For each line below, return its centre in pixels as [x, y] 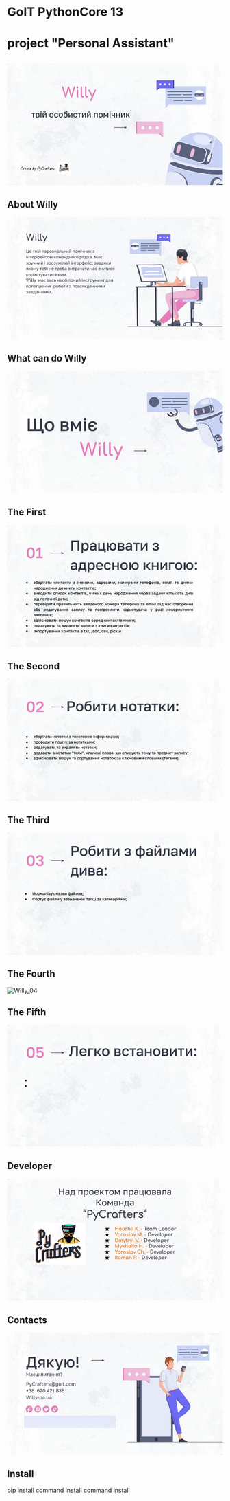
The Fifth [27, 1012]
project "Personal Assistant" [91, 44]
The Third [28, 820]
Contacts [27, 1320]
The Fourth [31, 974]
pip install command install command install [68, 1490]
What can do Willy [47, 358]
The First [27, 512]
